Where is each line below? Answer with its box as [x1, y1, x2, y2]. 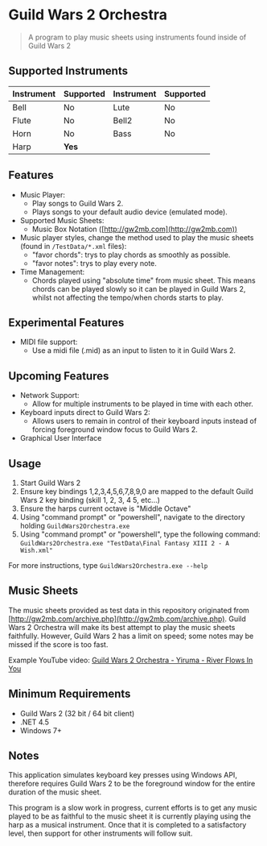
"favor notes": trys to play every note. [31, 258, 157, 267]
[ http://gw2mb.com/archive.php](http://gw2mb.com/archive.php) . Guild [8, 614, 247, 624]
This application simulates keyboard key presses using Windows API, [8, 770, 237, 780]
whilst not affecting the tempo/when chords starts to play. [31, 292, 224, 302]
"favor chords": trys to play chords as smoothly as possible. [31, 250, 231, 259]
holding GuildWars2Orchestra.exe [19, 521, 130, 530]
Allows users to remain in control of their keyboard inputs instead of [31, 417, 257, 426]
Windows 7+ [19, 725, 62, 735]
